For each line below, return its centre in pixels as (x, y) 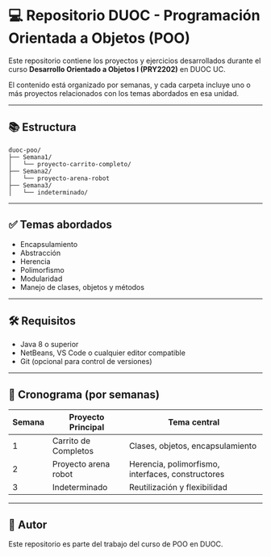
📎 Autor (28, 524)
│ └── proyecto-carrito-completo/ (70, 164)
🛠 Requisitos (42, 321)
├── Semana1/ (30, 157)
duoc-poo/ (25, 150)
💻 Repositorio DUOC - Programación (134, 16)
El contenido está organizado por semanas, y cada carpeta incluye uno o (130, 85)
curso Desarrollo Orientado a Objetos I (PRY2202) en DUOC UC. (117, 69)
